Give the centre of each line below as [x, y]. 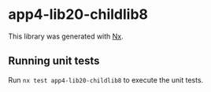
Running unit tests [54, 61]
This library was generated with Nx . [66, 36]
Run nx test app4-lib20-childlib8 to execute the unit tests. [106, 79]
